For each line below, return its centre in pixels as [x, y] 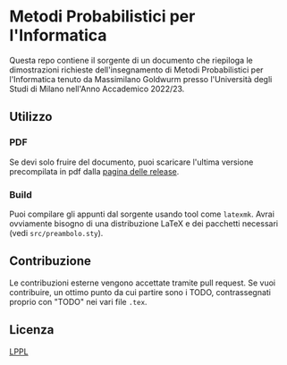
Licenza [32, 330]
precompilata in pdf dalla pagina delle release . [94, 171]
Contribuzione [51, 261]
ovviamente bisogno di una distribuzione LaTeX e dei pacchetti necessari [144, 223]
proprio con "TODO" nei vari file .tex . [78, 301]
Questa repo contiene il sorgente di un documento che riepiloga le [131, 60]
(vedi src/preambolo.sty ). [56, 233]
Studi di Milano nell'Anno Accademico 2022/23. [97, 89]
